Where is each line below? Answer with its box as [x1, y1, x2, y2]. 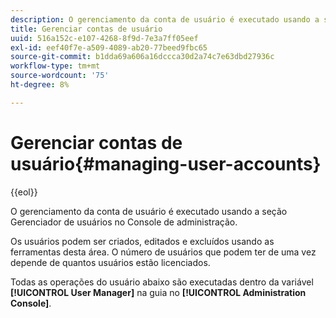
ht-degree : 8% [10, 80, 70, 90]
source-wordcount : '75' [10, 71, 110, 81]
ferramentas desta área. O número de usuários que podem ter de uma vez [10, 246, 317, 258]
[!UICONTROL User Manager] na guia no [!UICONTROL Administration [10, 286, 307, 298]
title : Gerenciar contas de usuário [10, 24, 163, 34]
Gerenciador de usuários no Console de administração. [10, 216, 238, 228]
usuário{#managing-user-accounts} [10, 152, 322, 175]
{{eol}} [10, 186, 38, 198]
